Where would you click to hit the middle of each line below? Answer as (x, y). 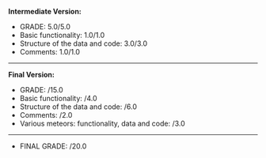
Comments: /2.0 (46, 115)
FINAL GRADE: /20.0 (53, 146)
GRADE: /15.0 (41, 90)
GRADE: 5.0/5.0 (45, 26)
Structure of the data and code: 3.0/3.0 (84, 43)
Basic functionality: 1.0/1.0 (62, 35)
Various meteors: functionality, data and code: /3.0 (103, 123)
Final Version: (32, 75)
